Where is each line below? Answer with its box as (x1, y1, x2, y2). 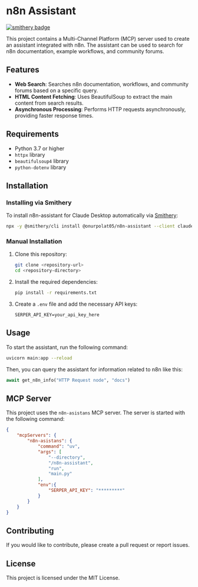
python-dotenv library (14, 164, 67, 171)
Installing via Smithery (6, 198, 72, 206)
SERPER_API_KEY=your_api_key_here (14, 312, 100, 318)
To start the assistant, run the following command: (6, 343, 128, 351)
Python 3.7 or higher (14, 145, 65, 152)
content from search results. (14, 99, 84, 106)
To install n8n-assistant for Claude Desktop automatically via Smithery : (6, 212, 179, 219)
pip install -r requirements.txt (14, 290, 97, 296)
